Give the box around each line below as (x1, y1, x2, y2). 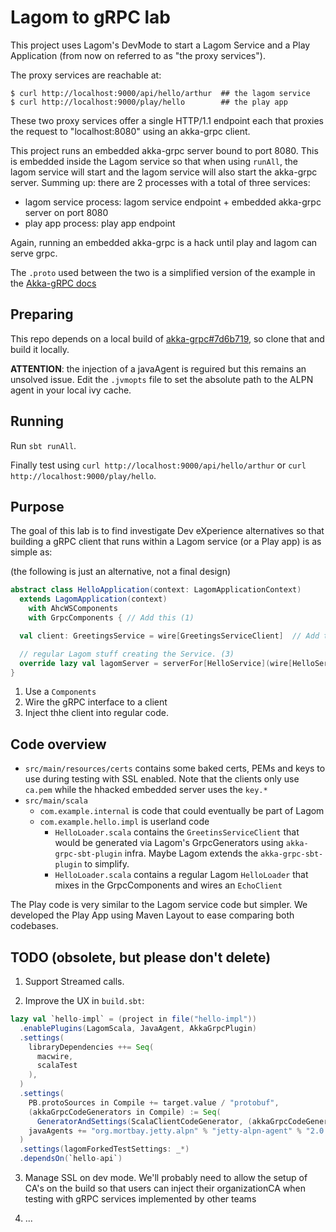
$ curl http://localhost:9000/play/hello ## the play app (10, 97, 288, 107)
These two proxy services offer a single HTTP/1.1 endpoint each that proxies (10, 114, 324, 126)
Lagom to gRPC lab (10, 6, 171, 29)
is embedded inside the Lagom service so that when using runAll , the (10, 155, 298, 167)
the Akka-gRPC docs (10, 277, 97, 289)
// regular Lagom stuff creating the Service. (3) (19, 649, 235, 659)
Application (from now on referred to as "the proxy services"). (10, 49, 266, 61)
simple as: (10, 546, 53, 558)
